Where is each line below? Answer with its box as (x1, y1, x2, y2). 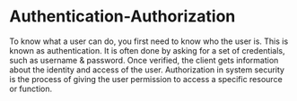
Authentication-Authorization (9, 6, 236, 27)
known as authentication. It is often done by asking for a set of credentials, (9, 45, 285, 55)
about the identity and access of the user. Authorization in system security (9, 64, 285, 75)
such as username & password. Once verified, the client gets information (9, 55, 279, 65)
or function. (9, 83, 53, 94)
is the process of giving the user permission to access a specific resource (9, 73, 283, 84)
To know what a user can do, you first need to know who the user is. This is (9, 36, 289, 46)
